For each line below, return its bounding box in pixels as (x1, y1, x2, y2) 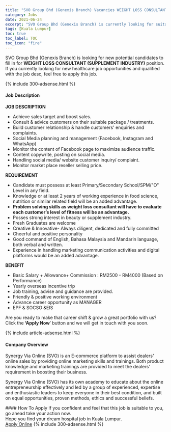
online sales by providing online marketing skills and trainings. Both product (5, 358, 164, 364)
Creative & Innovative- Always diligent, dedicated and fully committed (12, 225, 159, 231)
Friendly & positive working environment (12, 293, 98, 300)
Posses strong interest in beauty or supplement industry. (12, 214, 132, 221)
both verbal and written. (12, 241, 64, 248)
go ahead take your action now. (5, 411, 71, 417)
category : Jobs (5, 12, 38, 17)
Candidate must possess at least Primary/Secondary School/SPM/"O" (12, 182, 159, 188)
